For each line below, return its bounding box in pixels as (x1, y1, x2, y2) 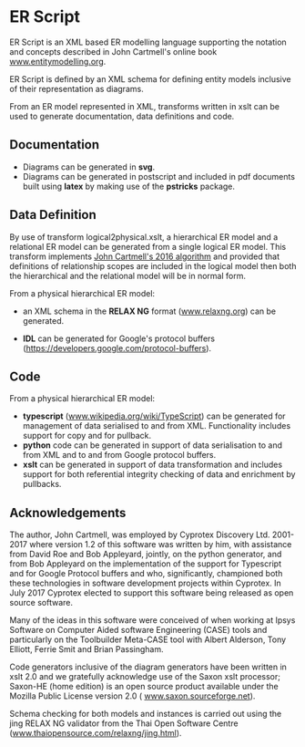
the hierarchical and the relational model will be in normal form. (9, 270, 246, 281)
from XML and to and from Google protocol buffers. (22, 450, 217, 461)
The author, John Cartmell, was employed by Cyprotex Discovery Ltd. (9, 529, 270, 540)
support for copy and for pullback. (22, 431, 152, 441)
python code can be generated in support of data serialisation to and (22, 440, 283, 451)
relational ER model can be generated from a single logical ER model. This (9, 241, 287, 252)
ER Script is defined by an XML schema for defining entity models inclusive (9, 73, 291, 84)
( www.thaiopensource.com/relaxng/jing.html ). (9, 728, 182, 739)
